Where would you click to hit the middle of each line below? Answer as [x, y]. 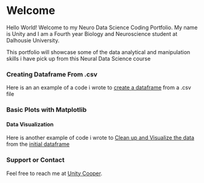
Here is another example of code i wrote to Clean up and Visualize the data [100, 138]
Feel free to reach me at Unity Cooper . [54, 173]
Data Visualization [30, 124]
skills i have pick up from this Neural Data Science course [79, 58]
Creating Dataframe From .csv [52, 74]
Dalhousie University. [33, 40]
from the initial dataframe [38, 144]
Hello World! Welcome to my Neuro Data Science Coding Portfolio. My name [102, 27]
